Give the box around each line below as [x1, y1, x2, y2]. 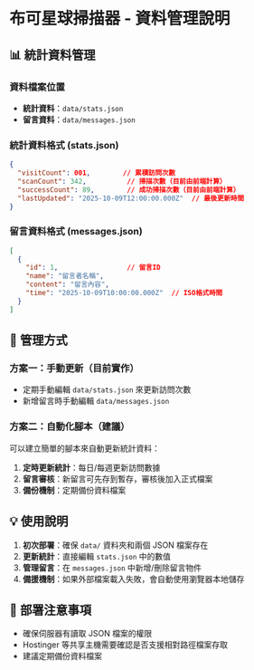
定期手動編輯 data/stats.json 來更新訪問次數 [22, 384, 192, 395]
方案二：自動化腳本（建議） [9, 420, 130, 433]
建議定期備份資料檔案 [22, 651, 102, 662]
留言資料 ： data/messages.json [22, 114, 136, 125]
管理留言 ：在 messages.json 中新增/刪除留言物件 [22, 562, 202, 573]
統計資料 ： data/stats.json [22, 102, 124, 113]
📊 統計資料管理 [9, 47, 97, 62]
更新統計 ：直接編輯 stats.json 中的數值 [22, 550, 172, 561]
